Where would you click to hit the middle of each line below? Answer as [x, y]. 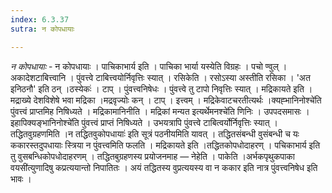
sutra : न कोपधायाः [42, 29]
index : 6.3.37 [40, 19]
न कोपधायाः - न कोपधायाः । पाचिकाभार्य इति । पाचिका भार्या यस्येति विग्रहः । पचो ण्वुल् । [149, 66]
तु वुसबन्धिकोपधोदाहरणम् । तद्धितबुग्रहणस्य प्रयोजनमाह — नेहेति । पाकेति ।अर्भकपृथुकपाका [152, 156]
